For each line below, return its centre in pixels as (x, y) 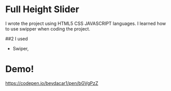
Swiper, (21, 48)
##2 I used (17, 39)
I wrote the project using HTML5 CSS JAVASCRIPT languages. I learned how (86, 23)
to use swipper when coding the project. (48, 28)
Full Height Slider (42, 9)
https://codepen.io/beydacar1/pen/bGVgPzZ (52, 83)
